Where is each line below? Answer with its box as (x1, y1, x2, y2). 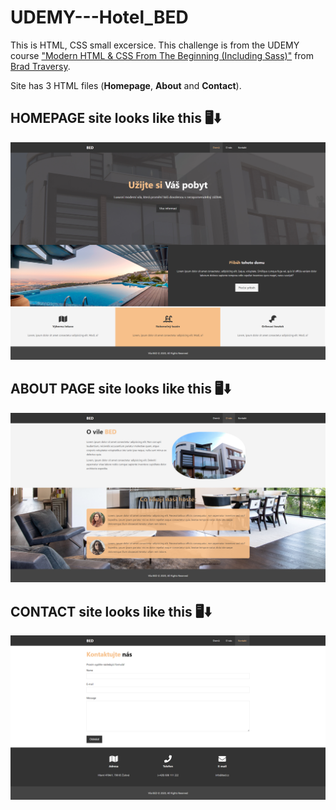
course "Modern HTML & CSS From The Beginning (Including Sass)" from (10, 49, 315, 61)
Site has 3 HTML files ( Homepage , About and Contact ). (10, 79, 242, 91)
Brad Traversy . (10, 60, 71, 72)
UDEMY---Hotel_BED (10, 6, 189, 29)
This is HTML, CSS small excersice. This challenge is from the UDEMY (10, 39, 300, 51)
